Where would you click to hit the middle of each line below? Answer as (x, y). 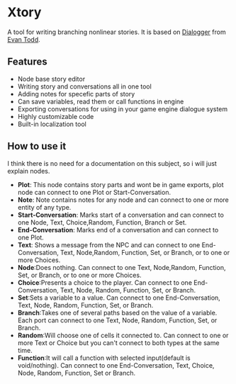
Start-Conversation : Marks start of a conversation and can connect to (121, 215)
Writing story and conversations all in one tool (85, 86)
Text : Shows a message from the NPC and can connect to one (109, 244)
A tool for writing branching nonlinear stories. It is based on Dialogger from (117, 32)
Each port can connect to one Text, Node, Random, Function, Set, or (117, 320)
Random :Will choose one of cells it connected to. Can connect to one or (123, 335)
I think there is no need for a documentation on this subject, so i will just (112, 163)
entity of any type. (44, 207)
